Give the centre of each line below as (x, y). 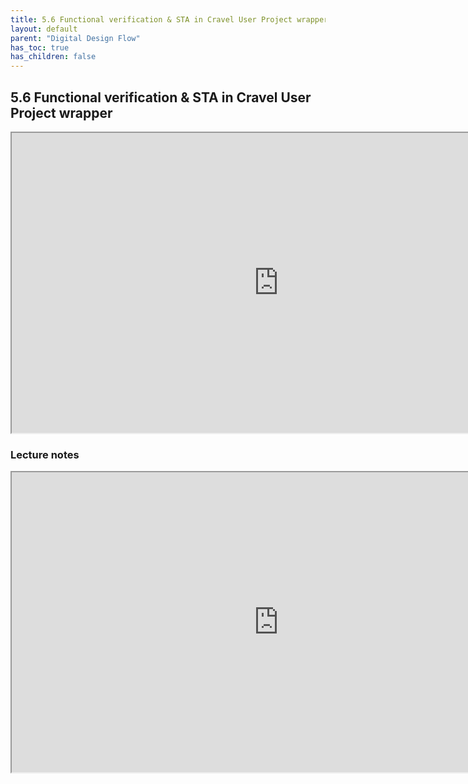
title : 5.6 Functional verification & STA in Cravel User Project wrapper (169, 19)
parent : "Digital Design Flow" (75, 38)
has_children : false (53, 57)
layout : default (44, 29)
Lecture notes (45, 454)
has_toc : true (40, 47)
